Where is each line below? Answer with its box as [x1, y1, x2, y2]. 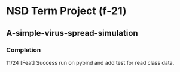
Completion [6, 46, 41, 54]
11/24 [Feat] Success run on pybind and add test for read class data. [6, 59, 175, 66]
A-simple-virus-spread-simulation [6, 28, 139, 38]
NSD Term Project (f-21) [6, 4, 127, 18]
